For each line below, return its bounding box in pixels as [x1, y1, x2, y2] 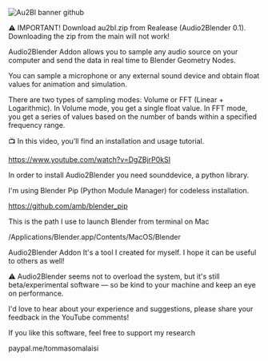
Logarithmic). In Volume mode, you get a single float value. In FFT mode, [8, 104, 248, 113]
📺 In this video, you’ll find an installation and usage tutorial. [8, 137, 205, 145]
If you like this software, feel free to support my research [8, 328, 196, 337]
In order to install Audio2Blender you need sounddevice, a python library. [8, 170, 250, 180]
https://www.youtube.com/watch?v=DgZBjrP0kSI [8, 155, 170, 164]
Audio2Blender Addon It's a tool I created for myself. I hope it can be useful [8, 248, 257, 257]
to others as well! [8, 256, 66, 265]
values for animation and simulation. [8, 80, 128, 89]
